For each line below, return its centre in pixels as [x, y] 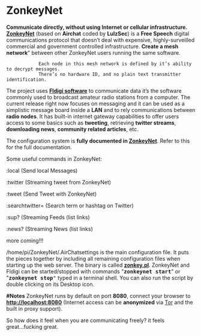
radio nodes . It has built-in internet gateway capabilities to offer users [93, 116]
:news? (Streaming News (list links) [49, 229]
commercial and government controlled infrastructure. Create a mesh [92, 46]
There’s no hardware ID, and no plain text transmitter [109, 74]
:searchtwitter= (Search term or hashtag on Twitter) [70, 205]
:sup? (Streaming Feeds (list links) [48, 217]
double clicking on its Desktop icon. [50, 284]
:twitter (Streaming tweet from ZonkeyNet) [59, 182]
